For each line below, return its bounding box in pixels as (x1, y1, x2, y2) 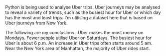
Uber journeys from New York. (5, 20, 68, 26)
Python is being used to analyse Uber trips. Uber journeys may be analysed (5, 4, 161, 10)
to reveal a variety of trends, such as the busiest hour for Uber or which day (5, 9, 161, 15)
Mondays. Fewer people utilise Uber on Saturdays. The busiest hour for (5, 35, 152, 41)
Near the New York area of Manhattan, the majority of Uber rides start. (5, 46, 151, 51)
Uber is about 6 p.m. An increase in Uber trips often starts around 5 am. (5, 40, 153, 46)
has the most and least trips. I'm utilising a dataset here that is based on (5, 15, 153, 20)
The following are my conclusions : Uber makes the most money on (5, 30, 144, 35)
